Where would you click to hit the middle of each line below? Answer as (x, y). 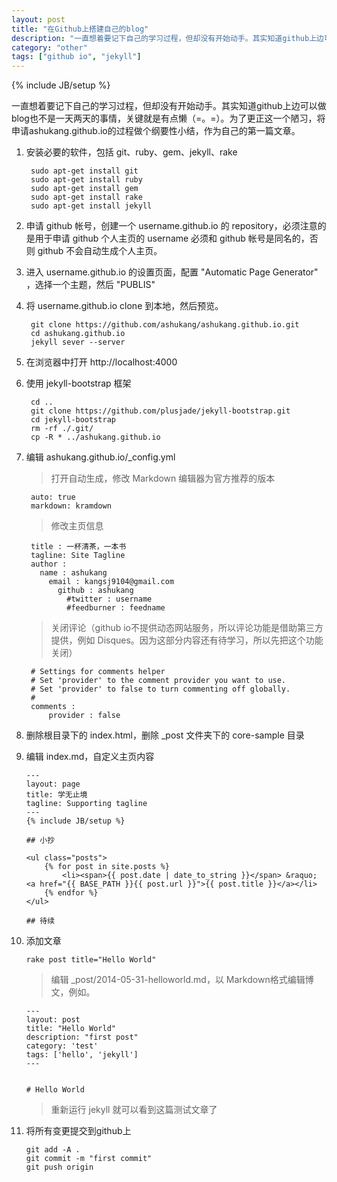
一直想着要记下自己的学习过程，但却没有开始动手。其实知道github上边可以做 (169, 106)
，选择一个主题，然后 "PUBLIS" (90, 285)
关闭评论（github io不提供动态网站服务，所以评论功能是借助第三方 (187, 628)
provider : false (84, 716)
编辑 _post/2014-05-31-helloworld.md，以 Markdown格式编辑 (178, 980)
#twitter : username (109, 599)
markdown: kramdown (71, 506)
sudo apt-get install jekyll (91, 206)
